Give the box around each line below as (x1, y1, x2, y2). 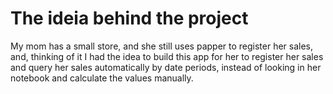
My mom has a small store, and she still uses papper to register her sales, (10, 40, 314, 52)
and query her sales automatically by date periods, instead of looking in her (10, 61, 322, 73)
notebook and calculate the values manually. (10, 72, 194, 84)
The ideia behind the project (10, 7, 249, 30)
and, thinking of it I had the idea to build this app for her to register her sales (10, 50, 324, 62)
